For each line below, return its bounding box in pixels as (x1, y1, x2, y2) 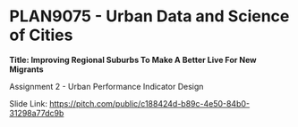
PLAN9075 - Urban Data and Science (9, 6, 290, 27)
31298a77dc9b (9, 107, 64, 118)
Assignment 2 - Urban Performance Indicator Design (9, 81, 204, 91)
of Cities (9, 25, 73, 45)
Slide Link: (9, 98, 47, 108)
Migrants (9, 64, 44, 75)
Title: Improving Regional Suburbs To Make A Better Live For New (9, 54, 257, 65)
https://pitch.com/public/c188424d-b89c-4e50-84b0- (48, 98, 251, 108)
